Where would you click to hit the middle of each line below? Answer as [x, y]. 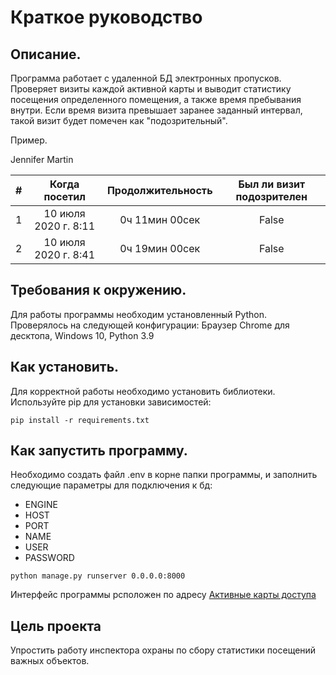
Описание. [46, 54]
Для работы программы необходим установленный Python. [139, 314]
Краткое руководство [106, 17]
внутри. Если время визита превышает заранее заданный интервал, [156, 110]
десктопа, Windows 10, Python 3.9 [82, 335]
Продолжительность [159, 190]
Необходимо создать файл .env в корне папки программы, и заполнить [164, 475]
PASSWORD [49, 558]
